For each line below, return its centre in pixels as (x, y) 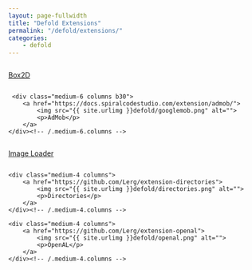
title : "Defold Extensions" (55, 23)
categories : (28, 38)
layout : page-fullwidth (48, 16)
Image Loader (31, 153)
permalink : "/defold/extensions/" (66, 30)
